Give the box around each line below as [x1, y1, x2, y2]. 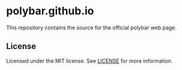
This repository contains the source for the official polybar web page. [6, 24, 177, 31]
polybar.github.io [6, 4, 94, 18]
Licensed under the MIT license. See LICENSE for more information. [6, 57, 173, 64]
